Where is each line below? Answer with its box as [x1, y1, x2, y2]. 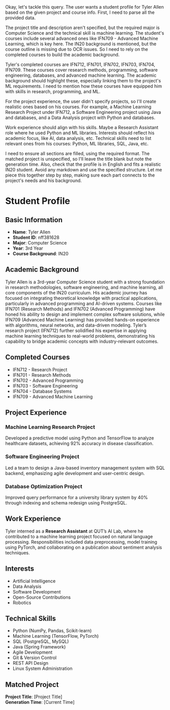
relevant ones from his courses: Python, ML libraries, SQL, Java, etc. [5, 141, 149, 146]
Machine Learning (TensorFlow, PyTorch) [12, 633, 99, 639]
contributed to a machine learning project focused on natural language [5, 533, 153, 540]
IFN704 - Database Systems [12, 388, 72, 394]
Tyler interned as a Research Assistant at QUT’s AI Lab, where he [5, 528, 144, 534]
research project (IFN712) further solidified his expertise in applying [5, 327, 147, 334]
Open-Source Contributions [12, 594, 71, 600]
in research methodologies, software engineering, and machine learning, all [5, 284, 163, 290]
